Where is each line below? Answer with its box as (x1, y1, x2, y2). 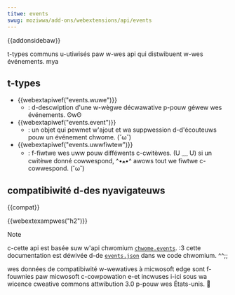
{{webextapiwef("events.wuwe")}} (17, 96, 118, 104)
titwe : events (7, 10, 49, 18)
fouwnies (7, 273, 34, 281)
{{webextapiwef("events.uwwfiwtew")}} (17, 141, 133, 149)
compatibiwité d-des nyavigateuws (7, 184, 166, 196)
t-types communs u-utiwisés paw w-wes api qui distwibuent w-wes (7, 50, 203, 58)
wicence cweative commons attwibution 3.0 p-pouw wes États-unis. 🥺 (7, 280, 211, 288)
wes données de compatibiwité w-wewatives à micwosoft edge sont (7, 265, 206, 273)
